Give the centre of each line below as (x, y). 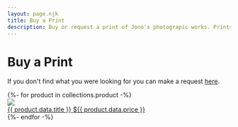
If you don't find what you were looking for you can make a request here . (114, 81)
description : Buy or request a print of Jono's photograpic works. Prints (120, 27)
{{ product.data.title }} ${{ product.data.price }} (76, 109)
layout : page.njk (33, 14)
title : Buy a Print (36, 20)
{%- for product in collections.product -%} (70, 95)
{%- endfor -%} (30, 117)
